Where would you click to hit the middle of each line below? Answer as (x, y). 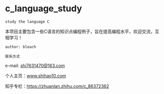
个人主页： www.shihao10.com (36, 76)
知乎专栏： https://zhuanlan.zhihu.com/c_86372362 (57, 86)
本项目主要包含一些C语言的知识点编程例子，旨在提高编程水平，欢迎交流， (80, 31)
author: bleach (21, 47)
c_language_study (44, 9)
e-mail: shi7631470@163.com (35, 65)
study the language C (27, 22)
